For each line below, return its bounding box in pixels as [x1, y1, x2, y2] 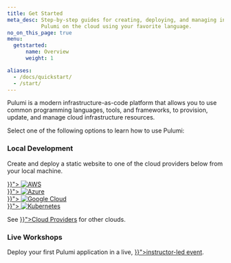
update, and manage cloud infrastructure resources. [7, 113, 155, 122]
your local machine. [7, 166, 63, 175]
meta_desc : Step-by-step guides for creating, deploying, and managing [7, 16, 217, 23]
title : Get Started [7, 10, 63, 17]
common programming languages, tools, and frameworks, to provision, [7, 106, 208, 114]
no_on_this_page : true [7, 29, 72, 36]
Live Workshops [7, 232, 63, 242]
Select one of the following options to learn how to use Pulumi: [7, 126, 185, 135]
